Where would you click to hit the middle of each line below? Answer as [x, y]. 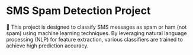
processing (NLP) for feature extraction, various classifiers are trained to [95, 39]
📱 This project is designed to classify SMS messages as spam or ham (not [96, 27]
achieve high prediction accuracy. [47, 46]
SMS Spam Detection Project [78, 11]
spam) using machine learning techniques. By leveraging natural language [97, 33]
